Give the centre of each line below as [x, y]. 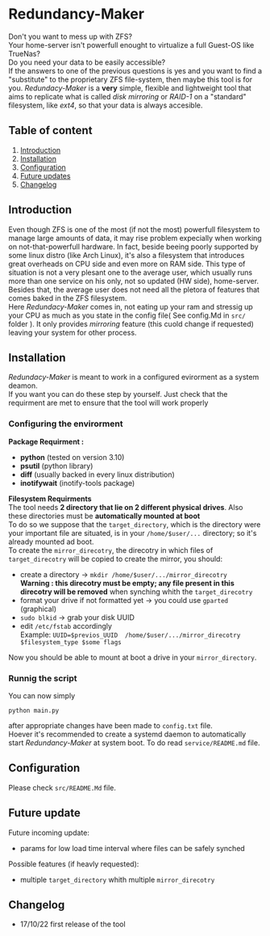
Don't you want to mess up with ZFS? [71, 36]
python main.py [34, 710]
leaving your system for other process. [73, 332]
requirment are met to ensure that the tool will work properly [108, 403]
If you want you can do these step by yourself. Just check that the [118, 394]
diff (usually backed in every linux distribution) [97, 474]
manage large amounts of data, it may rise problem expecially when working [135, 238]
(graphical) [38, 609]
